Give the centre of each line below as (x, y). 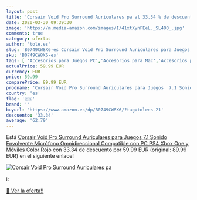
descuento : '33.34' (30, 115)
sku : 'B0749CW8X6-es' (33, 55)
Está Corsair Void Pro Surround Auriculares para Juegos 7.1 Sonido (86, 137)
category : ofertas (28, 39)
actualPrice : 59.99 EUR (35, 66)
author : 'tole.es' (28, 45)
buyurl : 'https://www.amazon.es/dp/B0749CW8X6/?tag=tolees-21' (85, 110)
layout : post (22, 11)
